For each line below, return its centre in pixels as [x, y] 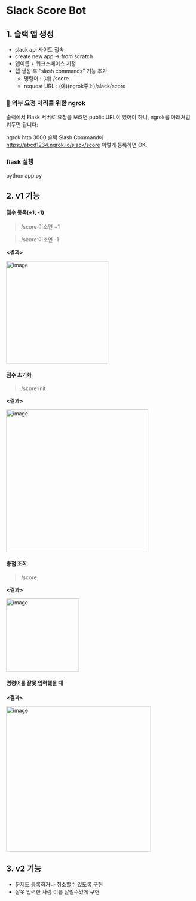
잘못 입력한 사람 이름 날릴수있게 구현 [57, 891]
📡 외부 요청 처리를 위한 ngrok [46, 103]
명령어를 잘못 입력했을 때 [35, 683]
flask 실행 [20, 162]
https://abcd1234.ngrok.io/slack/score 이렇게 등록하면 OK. [77, 145]
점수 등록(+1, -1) [25, 212]
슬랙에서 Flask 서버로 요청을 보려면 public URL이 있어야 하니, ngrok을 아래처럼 [98, 117]
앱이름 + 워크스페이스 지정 [45, 63]
